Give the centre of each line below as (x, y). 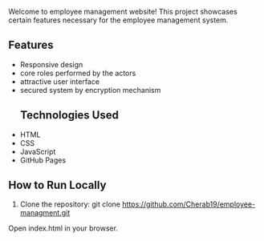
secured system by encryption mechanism (90, 90)
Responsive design (51, 64)
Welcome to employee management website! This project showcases (123, 12)
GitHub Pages (43, 160)
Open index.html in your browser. (63, 228)
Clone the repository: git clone (70, 204)
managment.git (45, 213)
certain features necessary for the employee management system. (118, 20)
